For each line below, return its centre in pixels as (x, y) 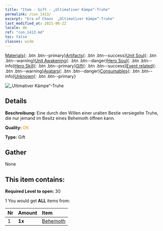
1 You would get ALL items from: (38, 201)
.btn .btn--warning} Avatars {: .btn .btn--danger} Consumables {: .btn (72, 71)
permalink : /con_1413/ (28, 14)
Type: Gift (15, 137)
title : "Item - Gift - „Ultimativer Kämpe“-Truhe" (58, 10)
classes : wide (20, 42)
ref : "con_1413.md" (25, 32)
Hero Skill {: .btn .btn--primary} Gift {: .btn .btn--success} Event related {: (85, 66)
